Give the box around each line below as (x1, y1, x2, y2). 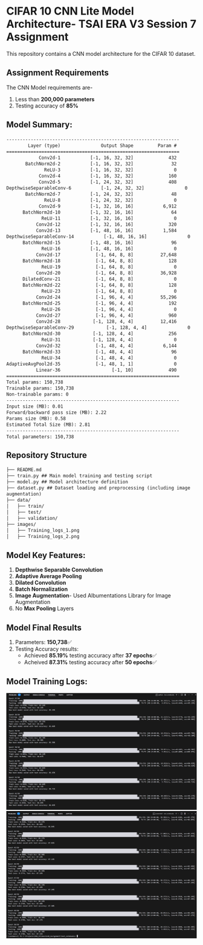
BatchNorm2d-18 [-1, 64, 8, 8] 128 (22, 258, 177, 264)
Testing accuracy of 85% (14, 102, 79, 109)
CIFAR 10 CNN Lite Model (6, 4, 134, 18)
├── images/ (6, 522, 36, 528)
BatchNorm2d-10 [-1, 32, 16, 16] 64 (22, 209, 177, 215)
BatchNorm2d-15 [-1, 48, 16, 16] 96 (22, 240, 177, 246)
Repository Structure (6, 450, 88, 460)
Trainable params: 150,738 (6, 385, 74, 391)
